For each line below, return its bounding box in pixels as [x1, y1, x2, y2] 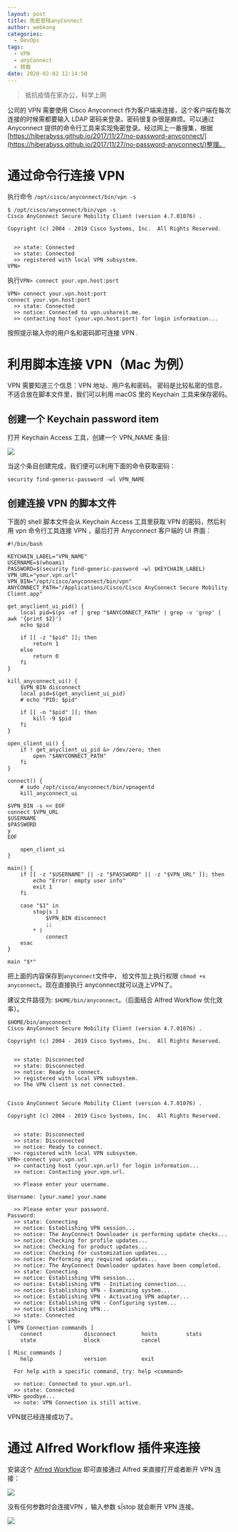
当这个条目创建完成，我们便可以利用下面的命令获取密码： [7, 462, 176, 470]
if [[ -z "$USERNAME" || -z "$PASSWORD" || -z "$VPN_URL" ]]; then [20, 871, 224, 878]
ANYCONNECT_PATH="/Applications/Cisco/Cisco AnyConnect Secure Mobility [7, 584, 228, 591]
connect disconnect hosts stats [20, 1330, 202, 1337]
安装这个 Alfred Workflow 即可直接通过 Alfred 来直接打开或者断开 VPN [7, 1465, 214, 1474]
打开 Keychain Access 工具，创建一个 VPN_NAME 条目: [7, 433, 170, 442]
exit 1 [33, 884, 53, 891]
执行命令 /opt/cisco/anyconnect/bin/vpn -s [7, 192, 137, 201]
